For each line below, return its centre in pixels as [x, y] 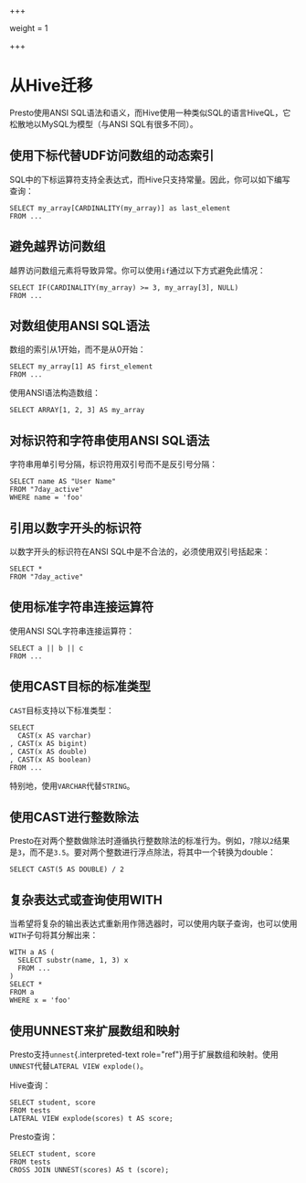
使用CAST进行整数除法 [74, 818]
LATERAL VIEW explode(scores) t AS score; [91, 1119]
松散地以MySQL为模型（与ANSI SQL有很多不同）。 [104, 123]
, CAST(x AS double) [49, 751]
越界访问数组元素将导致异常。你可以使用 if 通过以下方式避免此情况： [138, 270]
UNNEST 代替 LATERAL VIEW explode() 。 [79, 1066]
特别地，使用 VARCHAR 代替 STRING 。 [72, 785]
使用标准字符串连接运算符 [81, 607]
